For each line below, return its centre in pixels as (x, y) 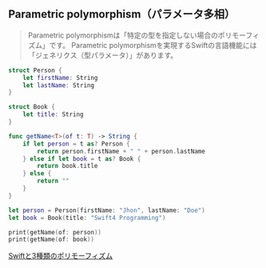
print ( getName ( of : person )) (55, 232)
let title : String (53, 114)
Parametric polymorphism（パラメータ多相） (122, 14)
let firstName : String (60, 78)
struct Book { (32, 107)
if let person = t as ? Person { (76, 144)
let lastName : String (58, 85)
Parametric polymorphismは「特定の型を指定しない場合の (123, 35)
